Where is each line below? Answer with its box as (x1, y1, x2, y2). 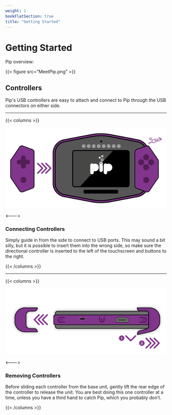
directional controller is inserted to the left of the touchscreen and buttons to (5, 247, 167, 254)
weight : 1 (5, 8, 27, 13)
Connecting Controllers (5, 225, 65, 233)
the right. (5, 253, 25, 259)
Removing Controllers (5, 372, 61, 379)
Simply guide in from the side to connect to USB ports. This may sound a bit (5, 237, 165, 243)
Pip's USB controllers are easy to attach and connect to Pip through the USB (5, 97, 166, 103)
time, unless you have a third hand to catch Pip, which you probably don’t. (5, 395, 162, 401)
